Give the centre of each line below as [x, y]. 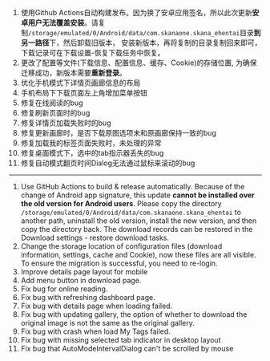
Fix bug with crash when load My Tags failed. [95, 331]
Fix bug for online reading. [64, 289]
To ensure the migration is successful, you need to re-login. [119, 263]
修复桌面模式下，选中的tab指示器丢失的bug [92, 153]
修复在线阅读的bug [52, 103]
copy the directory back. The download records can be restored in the [137, 229]
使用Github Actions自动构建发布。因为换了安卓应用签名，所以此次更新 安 [140, 12]
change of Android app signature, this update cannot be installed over [137, 195]
